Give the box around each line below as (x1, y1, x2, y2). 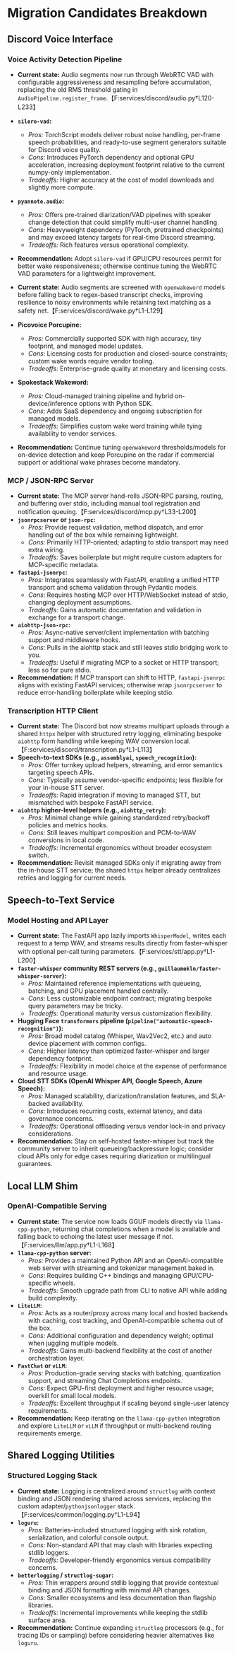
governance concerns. (27, 1114, 94, 1123)
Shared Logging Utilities (7, 1450, 115, 1462)
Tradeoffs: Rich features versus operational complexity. (27, 240, 190, 249)
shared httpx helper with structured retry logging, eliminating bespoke (17, 730, 222, 738)
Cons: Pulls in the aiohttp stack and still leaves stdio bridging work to (27, 643, 228, 652)
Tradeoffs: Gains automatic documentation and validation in (27, 606, 202, 615)
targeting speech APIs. (27, 769, 94, 777)
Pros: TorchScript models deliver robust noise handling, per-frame (27, 130, 221, 139)
